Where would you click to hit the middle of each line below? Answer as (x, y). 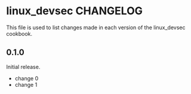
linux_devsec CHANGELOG (75, 11)
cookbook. (19, 33)
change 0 (27, 78)
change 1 (26, 84)
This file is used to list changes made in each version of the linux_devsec (96, 27)
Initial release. (23, 67)
